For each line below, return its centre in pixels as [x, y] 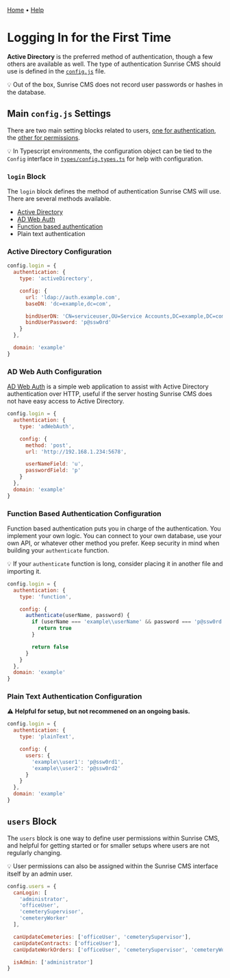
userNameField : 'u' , [54, 464]
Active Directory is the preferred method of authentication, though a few [110, 56]
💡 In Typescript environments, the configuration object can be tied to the [110, 151]
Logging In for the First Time [89, 38]
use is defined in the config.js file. [56, 71]
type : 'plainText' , [47, 737]
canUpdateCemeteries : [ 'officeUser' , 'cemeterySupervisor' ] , [102, 937]
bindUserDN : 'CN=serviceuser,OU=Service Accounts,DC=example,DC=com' [126, 316]
